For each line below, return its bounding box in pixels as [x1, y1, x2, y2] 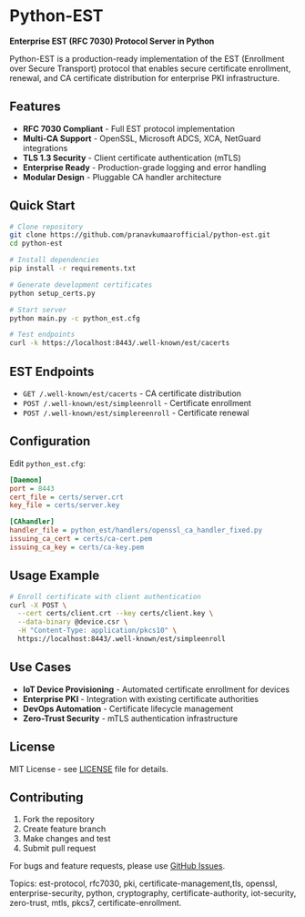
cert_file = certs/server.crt [9, 493, 125, 502]
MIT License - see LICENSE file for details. [9, 763, 168, 774]
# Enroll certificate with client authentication [9, 592, 202, 601]
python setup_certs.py [9, 289, 96, 298]
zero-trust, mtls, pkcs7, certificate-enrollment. [9, 898, 182, 909]
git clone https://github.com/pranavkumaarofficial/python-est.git [9, 230, 271, 239]
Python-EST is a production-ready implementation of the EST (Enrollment [9, 53, 285, 64]
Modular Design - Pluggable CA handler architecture [22, 171, 222, 182]
